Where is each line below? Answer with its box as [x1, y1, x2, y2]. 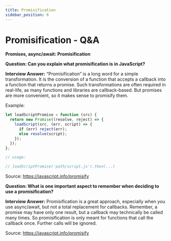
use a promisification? [5, 188, 54, 195]
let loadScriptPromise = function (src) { [5, 112, 97, 117]
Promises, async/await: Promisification [5, 51, 91, 57]
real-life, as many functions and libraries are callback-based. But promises [5, 87, 162, 93]
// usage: [5, 155, 27, 160]
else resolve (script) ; [18, 131, 67, 136]
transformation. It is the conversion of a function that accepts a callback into [5, 76, 166, 82]
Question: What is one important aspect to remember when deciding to [5, 183, 159, 189]
